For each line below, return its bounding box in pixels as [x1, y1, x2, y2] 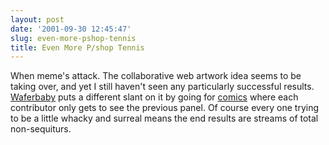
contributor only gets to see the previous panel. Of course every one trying [10, 102, 320, 114]
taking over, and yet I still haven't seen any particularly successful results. [10, 81, 315, 93]
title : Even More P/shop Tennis [10, 42, 145, 53]
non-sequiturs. [10, 123, 72, 135]
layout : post [10, 14, 65, 25]
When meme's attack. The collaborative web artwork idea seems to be [10, 70, 302, 82]
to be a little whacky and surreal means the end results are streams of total [10, 112, 319, 125]
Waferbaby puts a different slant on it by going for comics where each [10, 91, 299, 103]
